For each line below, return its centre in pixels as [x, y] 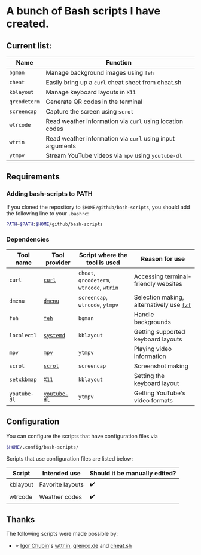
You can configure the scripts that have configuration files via [82, 436]
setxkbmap [23, 379]
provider [58, 263]
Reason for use [163, 258]
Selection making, [159, 297]
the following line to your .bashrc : [48, 213]
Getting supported [159, 331]
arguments [61, 146]
